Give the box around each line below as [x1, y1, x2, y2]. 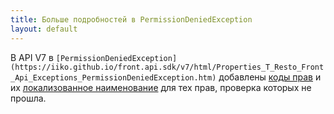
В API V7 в [10, 51, 54, 63]
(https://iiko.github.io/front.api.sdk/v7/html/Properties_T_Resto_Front [10, 62, 325, 72]
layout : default [10, 24, 78, 34]
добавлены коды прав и [218, 71, 322, 83]
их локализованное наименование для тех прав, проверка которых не [10, 81, 312, 93]
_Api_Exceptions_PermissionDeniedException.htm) [10, 72, 217, 83]
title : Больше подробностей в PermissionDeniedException [10, 14, 253, 25]
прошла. [10, 92, 47, 104]
